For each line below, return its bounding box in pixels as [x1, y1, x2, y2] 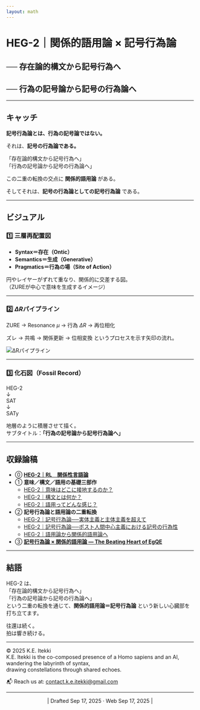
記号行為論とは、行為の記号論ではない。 [6, 129, 105, 137]
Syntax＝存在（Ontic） [14, 248, 73, 255]
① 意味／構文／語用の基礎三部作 [14, 478, 97, 486]
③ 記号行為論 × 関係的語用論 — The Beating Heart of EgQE [14, 538, 162, 545]
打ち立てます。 [6, 609, 42, 617]
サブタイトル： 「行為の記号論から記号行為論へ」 [6, 430, 124, 437]
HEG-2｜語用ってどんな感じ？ [23, 501, 98, 508]
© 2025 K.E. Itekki [6, 647, 52, 654]
